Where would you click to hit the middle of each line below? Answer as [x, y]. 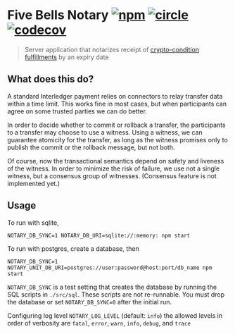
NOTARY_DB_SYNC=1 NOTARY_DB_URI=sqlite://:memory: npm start [99, 235]
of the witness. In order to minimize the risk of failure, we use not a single [114, 168]
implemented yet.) [34, 183]
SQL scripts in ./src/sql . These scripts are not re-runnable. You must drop [116, 294]
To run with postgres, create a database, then [73, 248]
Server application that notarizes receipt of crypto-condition [112, 49]
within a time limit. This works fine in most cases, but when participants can [117, 104]
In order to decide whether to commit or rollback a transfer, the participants [117, 125]
